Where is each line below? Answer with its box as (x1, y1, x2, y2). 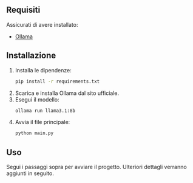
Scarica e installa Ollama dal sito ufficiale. (15, 89, 120, 97)
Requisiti (6, 5, 41, 15)
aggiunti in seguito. (6, 170, 55, 177)
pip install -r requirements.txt (15, 78, 100, 85)
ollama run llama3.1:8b (15, 108, 76, 114)
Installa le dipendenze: (15, 66, 72, 74)
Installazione (6, 50, 56, 61)
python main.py (15, 130, 54, 136)
